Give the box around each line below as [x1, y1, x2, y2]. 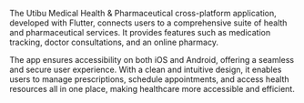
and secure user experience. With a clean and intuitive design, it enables [9, 64, 282, 75]
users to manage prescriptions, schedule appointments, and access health [9, 74, 289, 85]
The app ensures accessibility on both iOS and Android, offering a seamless [9, 55, 294, 65]
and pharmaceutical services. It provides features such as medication [9, 27, 271, 37]
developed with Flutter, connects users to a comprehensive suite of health [9, 17, 288, 28]
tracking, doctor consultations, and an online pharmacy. [9, 36, 218, 47]
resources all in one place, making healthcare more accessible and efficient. [9, 84, 296, 94]
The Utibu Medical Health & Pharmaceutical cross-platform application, [9, 8, 278, 18]
